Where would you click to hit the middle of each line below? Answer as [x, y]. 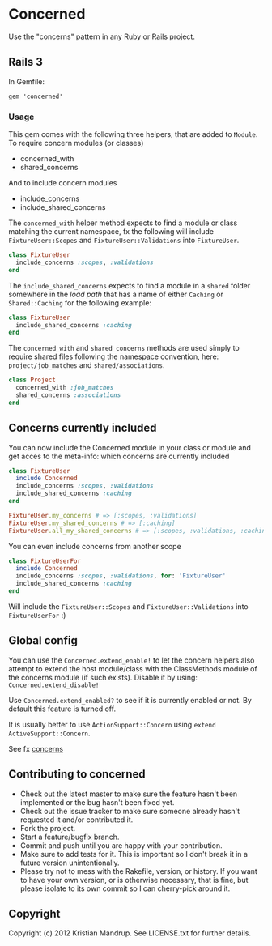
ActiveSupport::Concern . [49, 733]
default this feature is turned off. [62, 709]
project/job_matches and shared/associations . [87, 365]
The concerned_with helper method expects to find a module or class [123, 223]
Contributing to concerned [77, 774]
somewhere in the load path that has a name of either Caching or [116, 294]
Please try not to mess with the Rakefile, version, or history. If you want [138, 871]
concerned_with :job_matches [65, 388]
